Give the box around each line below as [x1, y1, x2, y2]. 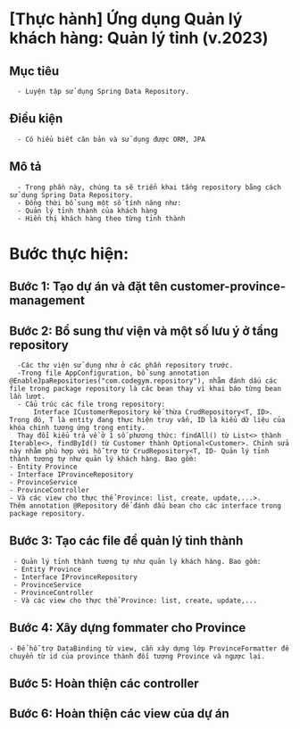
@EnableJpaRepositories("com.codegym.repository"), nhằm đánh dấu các [9, 377, 278, 385]
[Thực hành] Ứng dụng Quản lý [9, 9, 243, 29]
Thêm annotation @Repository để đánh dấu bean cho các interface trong [9, 501, 281, 510]
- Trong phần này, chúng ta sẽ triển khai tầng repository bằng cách [17, 183, 281, 192]
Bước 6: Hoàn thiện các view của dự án [9, 706, 229, 722]
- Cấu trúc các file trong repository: [17, 400, 166, 410]
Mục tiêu [9, 63, 60, 79]
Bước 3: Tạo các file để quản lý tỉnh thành [9, 534, 244, 549]
